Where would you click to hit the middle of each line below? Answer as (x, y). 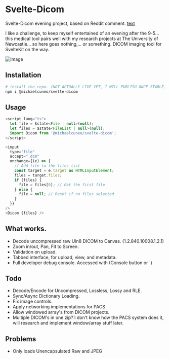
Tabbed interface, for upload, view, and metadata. (65, 257)
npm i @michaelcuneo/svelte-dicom (42, 92)
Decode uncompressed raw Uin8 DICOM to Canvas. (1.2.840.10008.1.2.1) (88, 241)
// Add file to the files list (47, 166)
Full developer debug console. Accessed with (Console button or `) (82, 263)
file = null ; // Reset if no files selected (66, 194)
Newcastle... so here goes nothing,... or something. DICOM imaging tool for (83, 44)
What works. (26, 229)
